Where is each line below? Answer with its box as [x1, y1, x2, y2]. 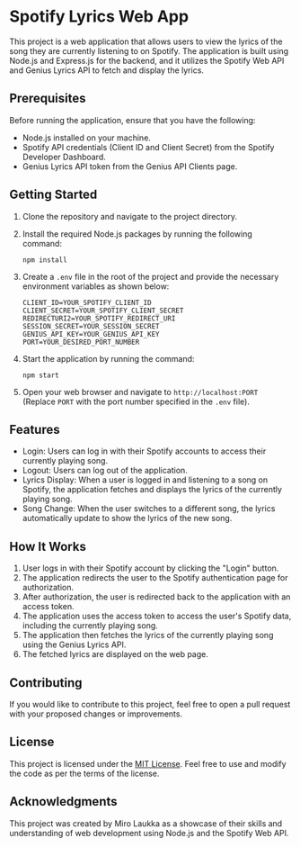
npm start [22, 371, 60, 380]
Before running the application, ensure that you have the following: [9, 114, 256, 125]
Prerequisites [9, 91, 86, 106]
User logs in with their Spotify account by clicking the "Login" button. [22, 563, 279, 573]
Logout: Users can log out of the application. [22, 465, 189, 476]
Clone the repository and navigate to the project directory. [22, 211, 238, 221]
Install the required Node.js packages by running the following [22, 228, 253, 239]
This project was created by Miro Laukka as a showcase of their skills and [9, 817, 283, 829]
